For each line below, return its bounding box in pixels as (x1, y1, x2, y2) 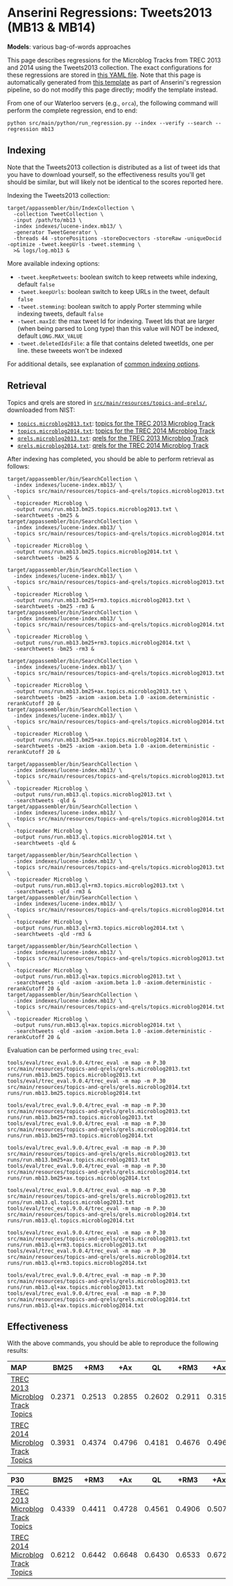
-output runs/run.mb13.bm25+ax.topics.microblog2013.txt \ (13, 688, 188, 695)
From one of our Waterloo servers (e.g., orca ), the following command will (7, 98, 218, 107)
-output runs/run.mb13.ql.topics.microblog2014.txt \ (13, 834, 172, 841)
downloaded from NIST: (7, 406, 76, 414)
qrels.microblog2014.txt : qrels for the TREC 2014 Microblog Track (17, 441, 209, 449)
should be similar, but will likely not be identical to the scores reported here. (7, 178, 223, 186)
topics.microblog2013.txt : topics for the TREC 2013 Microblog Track (17, 419, 215, 427)
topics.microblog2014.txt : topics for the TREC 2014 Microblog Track (17, 426, 216, 435)
